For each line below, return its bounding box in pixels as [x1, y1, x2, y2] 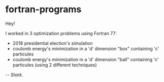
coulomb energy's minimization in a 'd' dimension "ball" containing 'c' [12, 56, 159, 62]
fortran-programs [5, 4, 82, 15]
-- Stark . [5, 71, 24, 77]
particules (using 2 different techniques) [12, 62, 97, 68]
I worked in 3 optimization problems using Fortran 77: [5, 30, 117, 36]
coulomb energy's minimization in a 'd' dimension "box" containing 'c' [12, 45, 159, 51]
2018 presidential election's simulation [12, 40, 93, 46]
